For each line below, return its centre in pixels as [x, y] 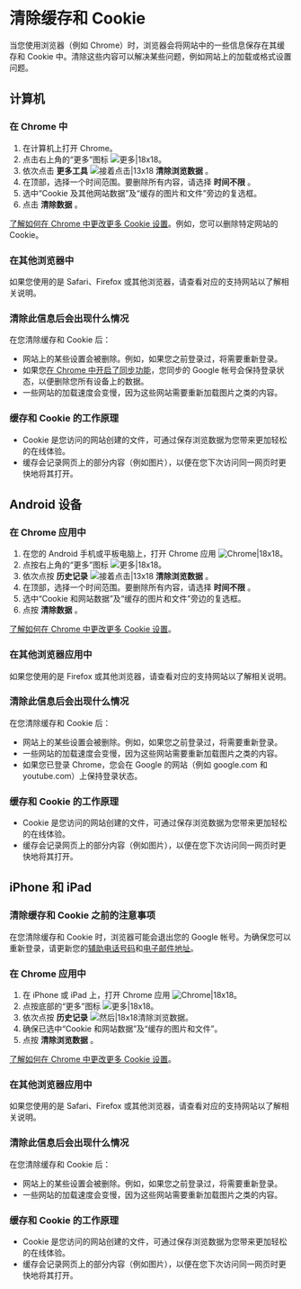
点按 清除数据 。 [52, 610]
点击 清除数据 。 [52, 204]
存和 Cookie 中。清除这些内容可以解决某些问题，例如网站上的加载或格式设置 [150, 56]
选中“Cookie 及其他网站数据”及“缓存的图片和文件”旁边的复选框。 [142, 193]
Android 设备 [46, 504]
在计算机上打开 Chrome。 [70, 148]
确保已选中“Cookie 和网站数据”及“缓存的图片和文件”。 [122, 1029]
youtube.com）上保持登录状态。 [82, 776]
